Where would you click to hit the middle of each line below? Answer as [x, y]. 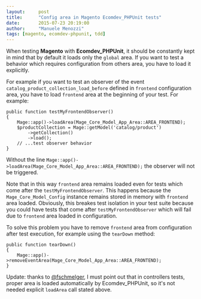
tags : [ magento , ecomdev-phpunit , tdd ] [56, 34]
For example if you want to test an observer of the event [75, 82]
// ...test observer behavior [55, 144]
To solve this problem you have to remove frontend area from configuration [99, 228]
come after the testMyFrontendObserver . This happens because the [89, 191]
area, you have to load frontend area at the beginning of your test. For [92, 95]
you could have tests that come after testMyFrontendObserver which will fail [99, 210]
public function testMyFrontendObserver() [60, 112]
